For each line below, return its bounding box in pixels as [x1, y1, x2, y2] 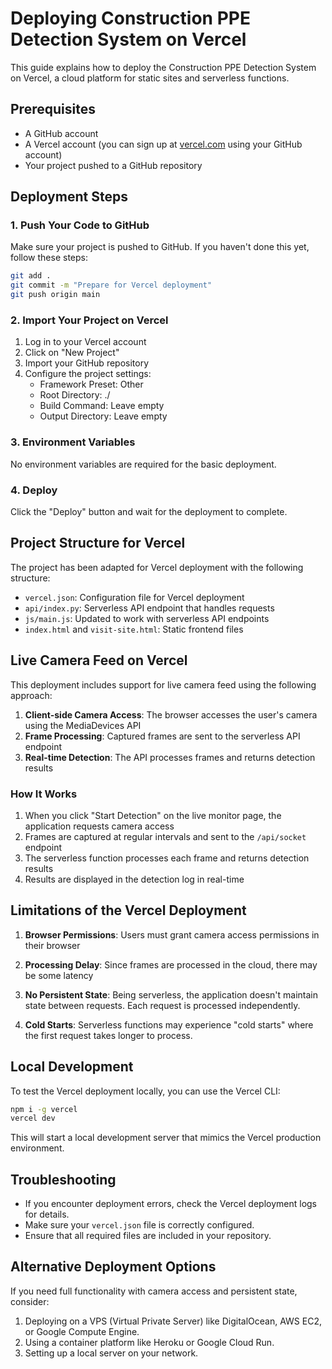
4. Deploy [10, 483, 58, 497]
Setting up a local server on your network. [24, 1347, 199, 1359]
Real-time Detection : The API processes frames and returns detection [24, 751, 316, 763]
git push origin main [10, 290, 101, 300]
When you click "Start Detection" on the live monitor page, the [24, 809, 282, 821]
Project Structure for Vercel [10, 535, 186, 552]
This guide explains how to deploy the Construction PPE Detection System [10, 61, 317, 73]
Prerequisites [10, 101, 96, 118]
